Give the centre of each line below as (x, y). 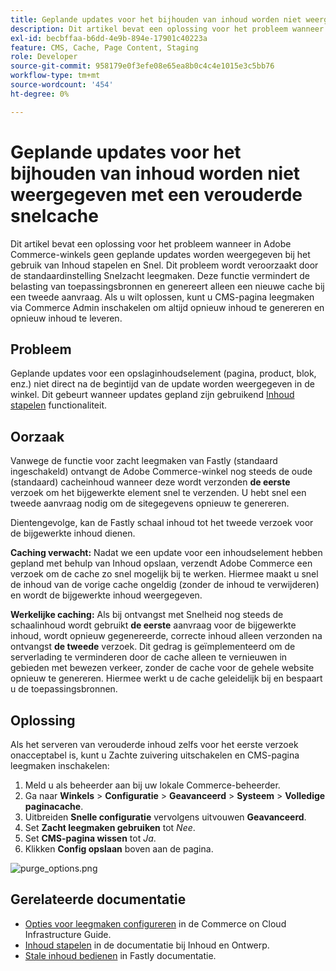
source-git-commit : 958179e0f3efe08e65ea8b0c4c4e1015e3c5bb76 (142, 66)
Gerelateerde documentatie (98, 899)
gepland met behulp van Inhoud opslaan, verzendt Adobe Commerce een (161, 563)
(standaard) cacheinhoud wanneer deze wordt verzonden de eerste (150, 482)
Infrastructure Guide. (68, 934)
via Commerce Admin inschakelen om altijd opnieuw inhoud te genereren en (167, 307)
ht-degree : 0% (40, 94)
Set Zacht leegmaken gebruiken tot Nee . (110, 827)
